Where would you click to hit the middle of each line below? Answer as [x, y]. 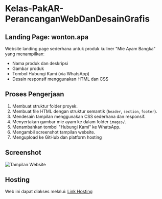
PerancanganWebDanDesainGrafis [78, 19]
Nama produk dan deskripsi [40, 63]
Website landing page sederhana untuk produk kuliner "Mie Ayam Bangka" [80, 49]
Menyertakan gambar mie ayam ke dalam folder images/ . [69, 122]
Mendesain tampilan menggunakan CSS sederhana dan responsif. [79, 116]
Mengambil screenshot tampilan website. [54, 132]
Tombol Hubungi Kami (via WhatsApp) [51, 74]
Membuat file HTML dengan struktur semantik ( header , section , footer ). [85, 111]
